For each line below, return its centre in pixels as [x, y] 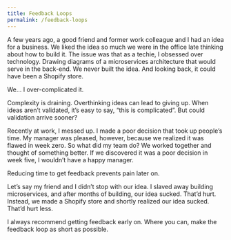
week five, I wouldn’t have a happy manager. [71, 160]
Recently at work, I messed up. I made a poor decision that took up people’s [115, 131]
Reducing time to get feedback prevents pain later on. [83, 173]
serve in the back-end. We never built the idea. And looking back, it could [111, 69]
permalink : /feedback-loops [48, 20]
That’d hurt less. [30, 208]
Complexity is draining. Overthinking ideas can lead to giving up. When [108, 102]
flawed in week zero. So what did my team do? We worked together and [109, 145]
